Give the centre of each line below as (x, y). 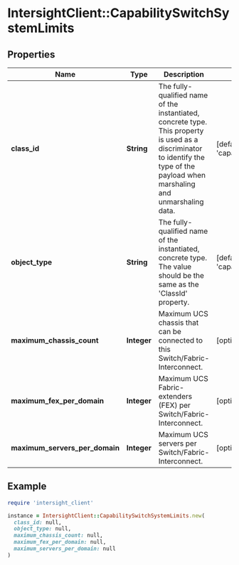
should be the (181, 275)
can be (170, 332)
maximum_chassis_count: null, (58, 536)
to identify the (181, 157)
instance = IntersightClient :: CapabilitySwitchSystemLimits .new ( (106, 516)
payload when (182, 175)
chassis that (179, 323)
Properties (31, 54)
